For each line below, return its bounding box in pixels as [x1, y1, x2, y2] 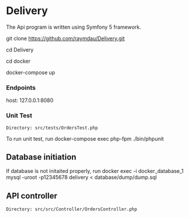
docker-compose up [6, 69, 56, 76]
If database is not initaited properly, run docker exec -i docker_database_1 [6, 168, 184, 175]
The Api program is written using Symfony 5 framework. [6, 23, 142, 30]
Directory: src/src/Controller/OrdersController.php [6, 206, 138, 212]
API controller [6, 190, 57, 200]
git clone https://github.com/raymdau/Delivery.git [6, 35, 125, 42]
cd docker [6, 57, 31, 64]
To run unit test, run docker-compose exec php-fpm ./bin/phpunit [6, 135, 164, 142]
